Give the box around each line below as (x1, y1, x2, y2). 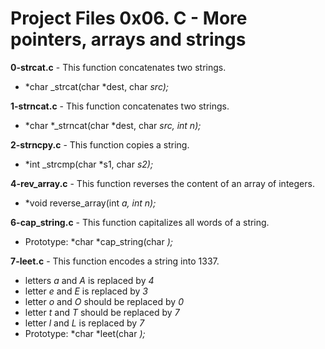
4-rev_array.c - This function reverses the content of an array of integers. (10, 177, 315, 189)
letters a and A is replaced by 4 (24, 274, 155, 286)
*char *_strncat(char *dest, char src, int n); (24, 119, 202, 131)
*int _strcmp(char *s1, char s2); (24, 158, 154, 170)
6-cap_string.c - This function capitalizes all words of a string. (10, 216, 270, 228)
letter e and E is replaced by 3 (24, 285, 148, 297)
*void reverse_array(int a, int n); (24, 197, 157, 209)
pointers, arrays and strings (10, 28, 247, 51)
